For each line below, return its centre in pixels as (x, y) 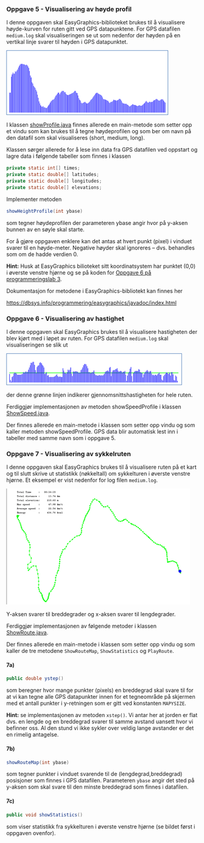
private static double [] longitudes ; (54, 181)
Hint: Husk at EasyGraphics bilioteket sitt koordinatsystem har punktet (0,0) (101, 266)
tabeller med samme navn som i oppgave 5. (61, 438)
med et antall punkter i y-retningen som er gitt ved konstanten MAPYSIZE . (97, 703)
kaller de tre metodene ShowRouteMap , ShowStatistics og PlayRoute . (90, 651)
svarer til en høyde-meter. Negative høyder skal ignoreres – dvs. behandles (100, 248)
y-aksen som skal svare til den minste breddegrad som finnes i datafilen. (97, 787)
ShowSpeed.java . (28, 413)
